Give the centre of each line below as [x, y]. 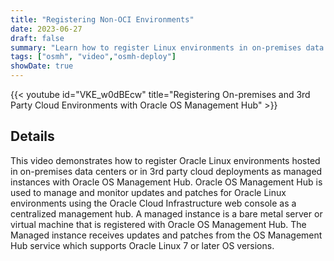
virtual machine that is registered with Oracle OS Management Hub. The [158, 224]
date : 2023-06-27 [46, 29]
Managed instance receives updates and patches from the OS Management [166, 235]
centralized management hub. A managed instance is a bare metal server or [166, 213]
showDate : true [42, 66]
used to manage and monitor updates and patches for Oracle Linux [148, 192]
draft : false [37, 38]
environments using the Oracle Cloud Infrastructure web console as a [153, 203]
